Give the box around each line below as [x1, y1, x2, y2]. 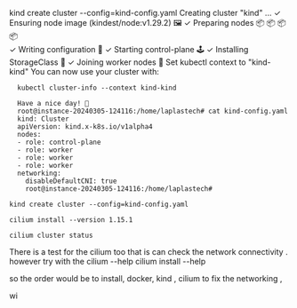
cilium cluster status [9, 231, 93, 240]
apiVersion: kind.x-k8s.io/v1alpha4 [17, 122, 153, 131]
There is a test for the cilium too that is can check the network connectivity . [9, 247, 288, 257]
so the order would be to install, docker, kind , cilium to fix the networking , [9, 273, 283, 283]
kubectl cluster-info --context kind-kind [17, 83, 177, 92]
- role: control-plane [17, 138, 101, 146]
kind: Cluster [17, 115, 69, 123]
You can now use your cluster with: [30, 67, 160, 76]
